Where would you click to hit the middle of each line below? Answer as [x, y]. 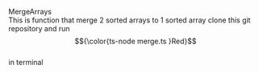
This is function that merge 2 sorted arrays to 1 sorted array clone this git [129, 20]
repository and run [39, 28]
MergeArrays [30, 12]
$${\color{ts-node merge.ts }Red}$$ [136, 41]
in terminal [26, 62]
